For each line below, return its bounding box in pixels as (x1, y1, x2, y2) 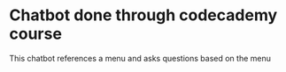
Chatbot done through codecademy (9, 5, 278, 25)
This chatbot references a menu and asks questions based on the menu (9, 53, 272, 63)
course (9, 24, 62, 44)
